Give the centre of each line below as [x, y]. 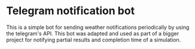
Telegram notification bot [71, 11]
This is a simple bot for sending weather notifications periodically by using [98, 27]
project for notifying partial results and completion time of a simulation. [94, 40]
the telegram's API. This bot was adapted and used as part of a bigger [93, 33]
